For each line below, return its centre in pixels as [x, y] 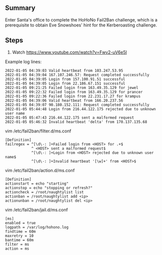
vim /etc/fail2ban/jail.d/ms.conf [37, 210]
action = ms [17, 249]
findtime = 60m [20, 232]
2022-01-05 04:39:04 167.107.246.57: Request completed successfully [77, 75]
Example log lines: [23, 62]
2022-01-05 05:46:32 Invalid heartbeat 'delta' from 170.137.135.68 [76, 122]
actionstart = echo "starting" [37, 183]
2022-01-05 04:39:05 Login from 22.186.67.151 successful [65, 83]
